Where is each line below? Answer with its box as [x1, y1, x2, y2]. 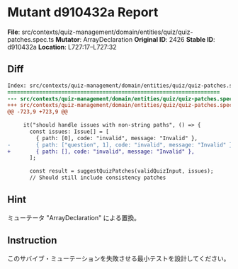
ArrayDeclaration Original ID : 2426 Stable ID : [83, 35, 215, 43]
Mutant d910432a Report [7, 4, 159, 21]
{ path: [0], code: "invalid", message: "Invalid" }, [35, 134, 198, 142]
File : [7, 28, 21, 36]
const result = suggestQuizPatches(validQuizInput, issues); [29, 168, 214, 175]
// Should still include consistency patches [29, 174, 166, 181]
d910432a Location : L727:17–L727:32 [7, 42, 117, 51]
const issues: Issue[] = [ [29, 128, 110, 135]
